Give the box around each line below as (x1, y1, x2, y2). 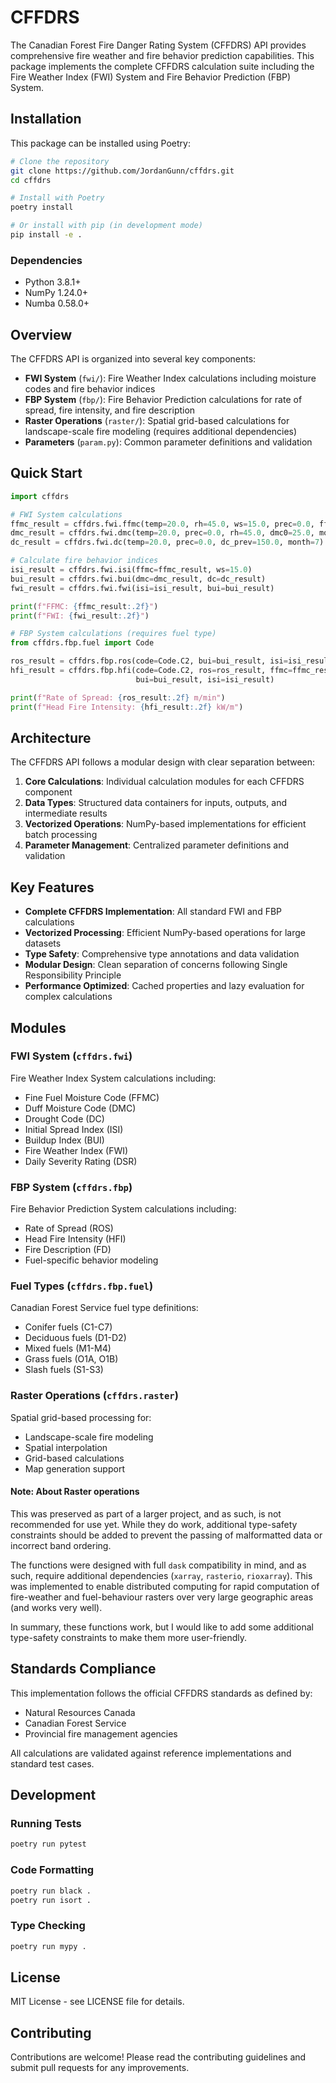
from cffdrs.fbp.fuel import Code (10, 638, 155, 648)
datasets (24, 937, 62, 950)
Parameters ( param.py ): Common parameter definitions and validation (24, 436, 313, 448)
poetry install (10, 202, 74, 213)
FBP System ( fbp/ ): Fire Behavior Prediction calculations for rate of (24, 393, 303, 405)
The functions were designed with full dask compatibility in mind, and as (10, 1559, 307, 1571)
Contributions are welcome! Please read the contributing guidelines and (10, 2051, 307, 2063)
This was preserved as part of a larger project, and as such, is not (10, 1507, 282, 1520)
